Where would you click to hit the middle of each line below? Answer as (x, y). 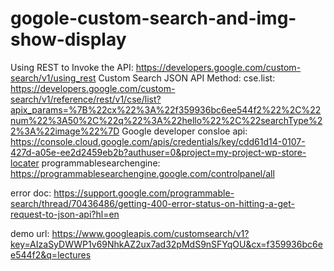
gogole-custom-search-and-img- (153, 18)
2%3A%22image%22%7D (65, 131)
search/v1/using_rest (53, 78)
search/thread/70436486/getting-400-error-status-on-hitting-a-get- (152, 203)
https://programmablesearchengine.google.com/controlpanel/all (142, 173)
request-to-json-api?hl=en (65, 214)
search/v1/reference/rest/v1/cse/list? (86, 99)
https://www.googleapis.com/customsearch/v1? (150, 233)
